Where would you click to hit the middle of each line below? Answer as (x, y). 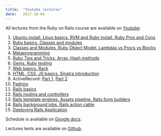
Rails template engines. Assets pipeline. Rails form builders (71, 99)
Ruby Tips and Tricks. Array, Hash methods (56, 58)
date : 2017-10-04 (25, 14)
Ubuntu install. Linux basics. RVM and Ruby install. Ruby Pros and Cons (84, 37)
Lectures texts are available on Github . (44, 128)
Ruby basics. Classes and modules (47, 42)
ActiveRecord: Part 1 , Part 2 (40, 79)
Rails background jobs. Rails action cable (53, 104)
